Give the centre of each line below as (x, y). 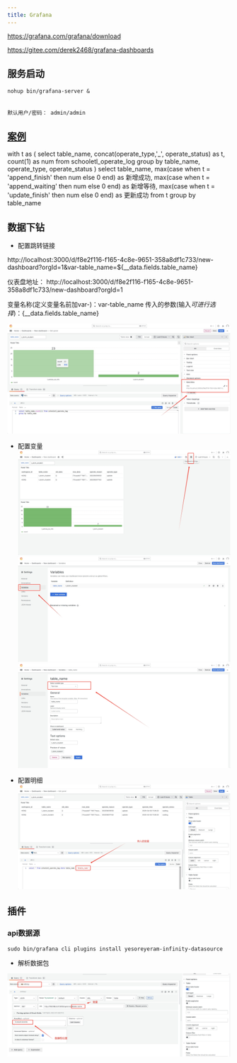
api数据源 (24, 933)
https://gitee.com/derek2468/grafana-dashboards (81, 50)
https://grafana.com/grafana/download (64, 36)
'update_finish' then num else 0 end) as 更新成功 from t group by (102, 195)
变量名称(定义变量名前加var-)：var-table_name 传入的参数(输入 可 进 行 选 (111, 305)
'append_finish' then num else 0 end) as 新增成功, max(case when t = (109, 178)
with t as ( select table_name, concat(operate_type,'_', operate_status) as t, (116, 154)
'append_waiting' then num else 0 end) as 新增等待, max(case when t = (111, 186)
